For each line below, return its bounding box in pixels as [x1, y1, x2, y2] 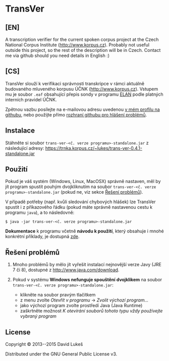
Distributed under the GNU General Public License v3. [5, 351, 118, 357]
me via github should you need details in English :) [5, 52, 110, 58]
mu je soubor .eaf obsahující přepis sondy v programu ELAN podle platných [5, 91, 164, 97]
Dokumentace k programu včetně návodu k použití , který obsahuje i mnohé [5, 228, 164, 234]
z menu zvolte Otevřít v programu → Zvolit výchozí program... [20, 297, 149, 303]
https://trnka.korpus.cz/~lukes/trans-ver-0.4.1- [45, 145, 143, 151]
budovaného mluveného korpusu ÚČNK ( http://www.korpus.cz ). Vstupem [5, 86, 158, 92]
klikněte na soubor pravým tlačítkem [20, 292, 96, 298]
